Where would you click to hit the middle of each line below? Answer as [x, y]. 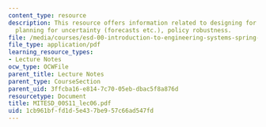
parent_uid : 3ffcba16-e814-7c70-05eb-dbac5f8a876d [93, 89]
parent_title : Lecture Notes [56, 74]
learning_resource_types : [51, 52]
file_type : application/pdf [55, 45]
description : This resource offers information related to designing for [133, 23]
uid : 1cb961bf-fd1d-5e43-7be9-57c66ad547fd [81, 111]
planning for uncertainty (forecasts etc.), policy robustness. [123, 30]
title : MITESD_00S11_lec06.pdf [60, 103]
